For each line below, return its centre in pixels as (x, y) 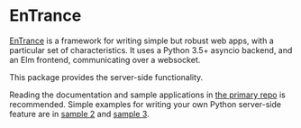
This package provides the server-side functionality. (106, 77)
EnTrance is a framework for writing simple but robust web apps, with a (142, 41)
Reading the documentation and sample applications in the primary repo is (147, 95)
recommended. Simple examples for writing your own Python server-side (146, 104)
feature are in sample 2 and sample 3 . (80, 114)
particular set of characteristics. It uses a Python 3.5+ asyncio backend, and (151, 50)
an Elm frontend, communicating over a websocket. (105, 59)
